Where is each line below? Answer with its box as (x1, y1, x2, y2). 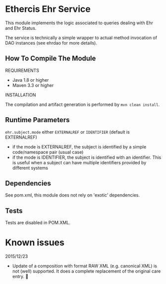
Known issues (5, 237, 64, 248)
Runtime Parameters (5, 116, 70, 124)
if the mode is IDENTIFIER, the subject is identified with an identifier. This (12, 154, 162, 160)
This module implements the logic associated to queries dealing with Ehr (5, 20, 154, 26)
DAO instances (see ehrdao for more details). (5, 40, 98, 46)
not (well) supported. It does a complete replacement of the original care (12, 268, 161, 274)
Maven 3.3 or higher (12, 82, 54, 88)
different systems (12, 165, 49, 171)
